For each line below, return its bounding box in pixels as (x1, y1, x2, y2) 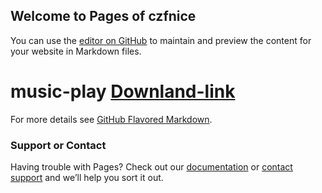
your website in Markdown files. (10, 45, 142, 57)
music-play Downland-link (10, 80, 236, 103)
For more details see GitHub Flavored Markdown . (10, 113, 213, 125)
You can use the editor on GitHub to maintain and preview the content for (10, 34, 312, 46)
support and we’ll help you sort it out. (10, 172, 164, 184)
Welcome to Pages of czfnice (10, 8, 197, 25)
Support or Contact (10, 138, 107, 152)
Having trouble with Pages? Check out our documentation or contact (10, 161, 293, 173)
